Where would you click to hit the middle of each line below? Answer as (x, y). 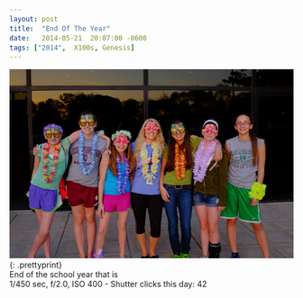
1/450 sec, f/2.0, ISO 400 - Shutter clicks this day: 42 (108, 284)
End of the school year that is (64, 275)
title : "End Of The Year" (60, 28)
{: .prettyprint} (36, 265)
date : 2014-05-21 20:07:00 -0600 (78, 38)
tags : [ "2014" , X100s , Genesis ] (72, 48)
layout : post (34, 19)
